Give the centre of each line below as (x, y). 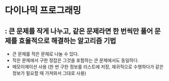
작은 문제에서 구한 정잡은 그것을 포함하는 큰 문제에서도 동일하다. (75, 60)
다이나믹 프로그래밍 (43, 11)
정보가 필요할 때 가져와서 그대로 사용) (49, 73)
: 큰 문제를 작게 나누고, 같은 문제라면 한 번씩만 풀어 (79, 31)
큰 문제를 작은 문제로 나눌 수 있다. (45, 54)
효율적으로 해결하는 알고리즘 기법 (67, 41)
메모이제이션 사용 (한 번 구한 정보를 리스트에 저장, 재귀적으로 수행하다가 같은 (88, 67)
